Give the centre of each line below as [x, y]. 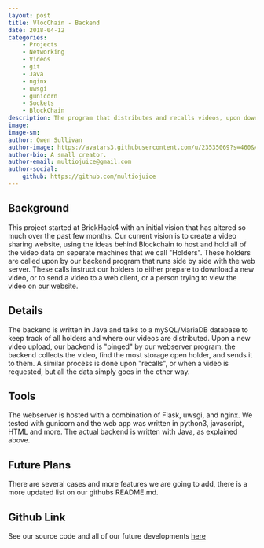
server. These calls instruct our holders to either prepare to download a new [131, 269]
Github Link [37, 517]
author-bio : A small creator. [58, 154]
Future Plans [40, 465]
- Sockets [38, 103]
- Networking [44, 52]
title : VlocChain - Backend [54, 23]
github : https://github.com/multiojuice [89, 177]
